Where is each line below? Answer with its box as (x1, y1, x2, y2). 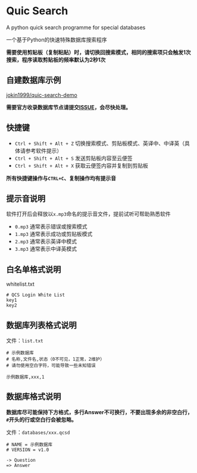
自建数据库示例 (6, 75, 61, 86)
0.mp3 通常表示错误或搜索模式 (14, 223, 87, 230)
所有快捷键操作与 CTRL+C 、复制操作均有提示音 (6, 174, 116, 182)
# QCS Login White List (6, 292, 65, 298)
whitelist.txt (6, 280, 35, 288)
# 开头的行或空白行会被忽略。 (6, 416, 77, 423)
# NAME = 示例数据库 (6, 442, 52, 447)
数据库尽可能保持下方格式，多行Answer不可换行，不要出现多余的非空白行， (6, 408, 193, 415)
